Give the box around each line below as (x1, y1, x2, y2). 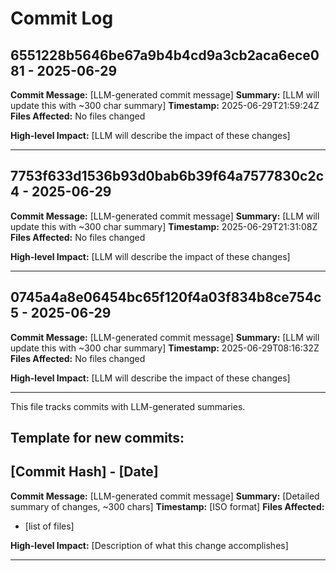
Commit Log (10, 7, 114, 30)
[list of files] (24, 520, 75, 532)
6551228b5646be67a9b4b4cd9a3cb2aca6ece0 (10, 47, 320, 64)
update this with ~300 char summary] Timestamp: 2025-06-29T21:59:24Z (10, 100, 320, 111)
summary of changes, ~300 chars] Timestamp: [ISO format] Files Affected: (10, 500, 325, 512)
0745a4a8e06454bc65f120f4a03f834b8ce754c (10, 289, 322, 306)
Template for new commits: (10, 430, 185, 447)
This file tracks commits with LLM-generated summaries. (10, 400, 246, 412)
